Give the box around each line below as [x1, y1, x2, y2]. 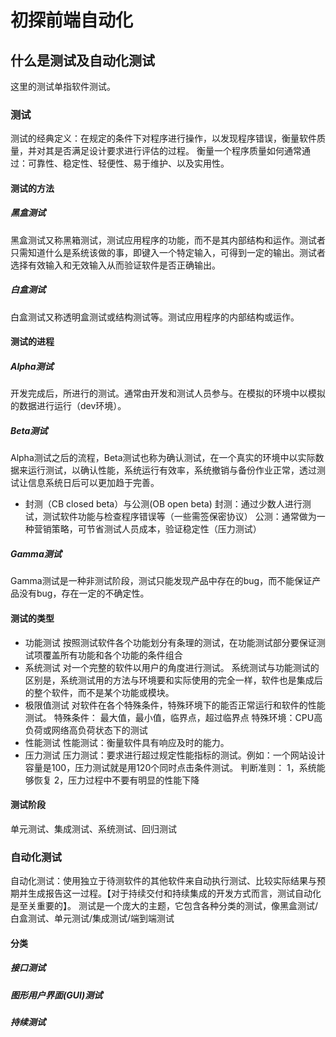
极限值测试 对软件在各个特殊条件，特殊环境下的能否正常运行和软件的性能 [24, 699, 326, 711]
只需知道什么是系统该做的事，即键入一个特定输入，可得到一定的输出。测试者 [10, 246, 326, 258]
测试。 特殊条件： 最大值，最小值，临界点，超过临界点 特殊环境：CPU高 [24, 711, 323, 723]
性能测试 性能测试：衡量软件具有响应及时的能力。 [24, 736, 230, 748]
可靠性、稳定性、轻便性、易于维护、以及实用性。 [27, 157, 230, 170]
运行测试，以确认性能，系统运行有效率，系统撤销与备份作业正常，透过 [27, 464, 317, 476]
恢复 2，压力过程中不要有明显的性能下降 [33, 774, 200, 786]
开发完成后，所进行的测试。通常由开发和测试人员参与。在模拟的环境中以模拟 [10, 387, 326, 400]
